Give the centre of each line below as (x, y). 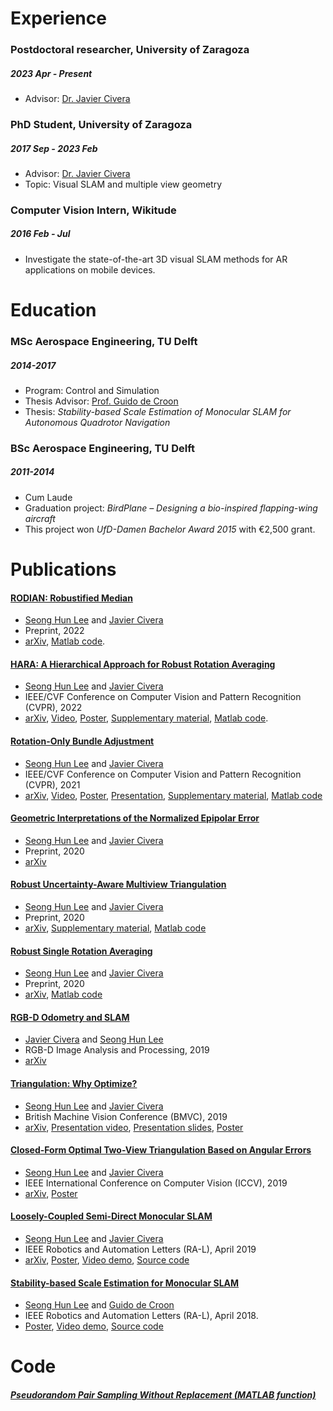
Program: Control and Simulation (92, 390)
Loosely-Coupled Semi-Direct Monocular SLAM (111, 1216)
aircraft (40, 518)
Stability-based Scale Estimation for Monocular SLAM (125, 1283)
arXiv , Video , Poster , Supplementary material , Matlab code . (146, 718)
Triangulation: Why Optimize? (74, 1084)
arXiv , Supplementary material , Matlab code (115, 928)
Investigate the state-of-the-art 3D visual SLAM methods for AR (156, 259)
